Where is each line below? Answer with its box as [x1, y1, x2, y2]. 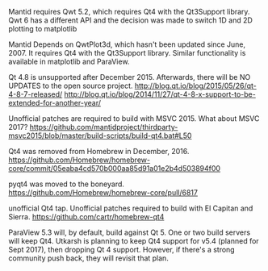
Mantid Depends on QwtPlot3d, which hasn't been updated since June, [8, 40, 246, 49]
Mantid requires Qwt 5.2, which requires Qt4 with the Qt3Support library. [8, 7, 250, 16]
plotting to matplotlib [8, 24, 77, 33]
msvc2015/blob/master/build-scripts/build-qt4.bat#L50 [8, 131, 192, 140]
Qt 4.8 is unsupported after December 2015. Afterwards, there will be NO [8, 73, 251, 81]
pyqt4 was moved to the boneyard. [8, 179, 125, 189]
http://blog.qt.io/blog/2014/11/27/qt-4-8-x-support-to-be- [64, 90, 256, 99]
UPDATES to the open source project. [8, 81, 133, 90]
